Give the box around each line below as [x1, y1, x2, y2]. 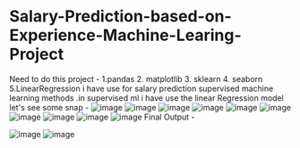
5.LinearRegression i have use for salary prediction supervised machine [9, 83, 274, 94]
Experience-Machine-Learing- [9, 25, 242, 45]
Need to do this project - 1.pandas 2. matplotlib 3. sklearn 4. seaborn [9, 73, 263, 84]
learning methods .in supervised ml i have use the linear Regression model [9, 92, 284, 103]
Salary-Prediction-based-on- [9, 6, 232, 27]
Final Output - [143, 111, 195, 122]
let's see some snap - [9, 102, 90, 112]
